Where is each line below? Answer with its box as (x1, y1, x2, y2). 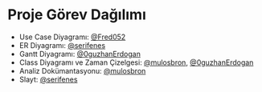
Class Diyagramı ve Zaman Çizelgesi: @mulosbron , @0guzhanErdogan (18, 58, 254, 67)
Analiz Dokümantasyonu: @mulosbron (18, 66, 146, 75)
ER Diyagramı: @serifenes (18, 40, 106, 50)
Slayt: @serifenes (18, 74, 78, 84)
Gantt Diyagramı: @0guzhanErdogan (18, 49, 141, 58)
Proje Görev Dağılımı (7, 6, 146, 24)
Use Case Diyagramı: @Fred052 (18, 32, 126, 42)
